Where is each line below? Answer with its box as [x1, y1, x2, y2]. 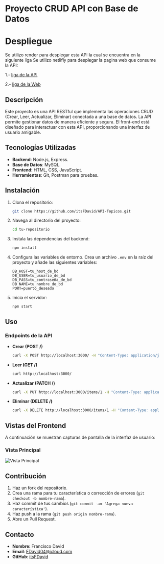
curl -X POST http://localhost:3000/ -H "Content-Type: [12, 353, 129, 358]
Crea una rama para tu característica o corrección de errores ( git [12, 490, 145, 496]
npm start [12, 304, 33, 309]
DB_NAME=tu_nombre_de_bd [12, 282, 63, 287]
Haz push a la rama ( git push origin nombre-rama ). [12, 511, 116, 517]
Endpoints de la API [5, 332, 52, 339]
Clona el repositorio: [12, 199, 53, 205]
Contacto [5, 530, 34, 539]
